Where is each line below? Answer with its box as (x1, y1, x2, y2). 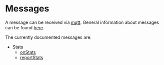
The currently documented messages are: (5, 34, 91, 40)
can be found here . (5, 24, 44, 30)
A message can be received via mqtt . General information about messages (5, 19, 159, 25)
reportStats (19, 54, 43, 60)
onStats (19, 49, 36, 55)
